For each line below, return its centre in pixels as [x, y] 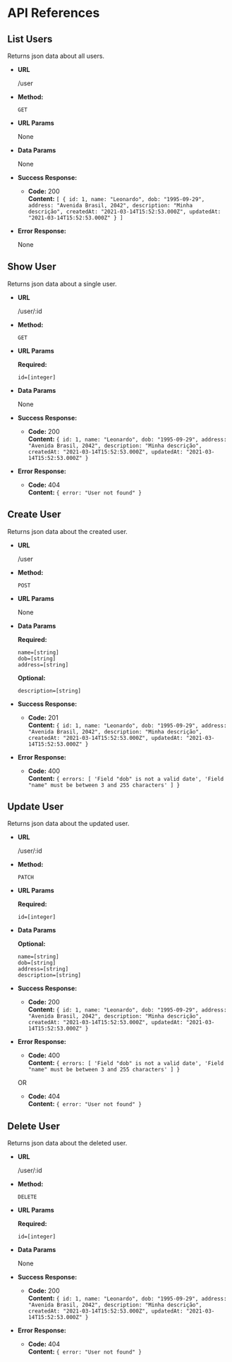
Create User [34, 515]
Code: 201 [43, 717]
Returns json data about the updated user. [68, 824]
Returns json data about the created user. [68, 531]
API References [54, 13]
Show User [32, 267]
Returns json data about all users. [56, 56]
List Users [30, 39]
